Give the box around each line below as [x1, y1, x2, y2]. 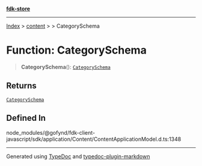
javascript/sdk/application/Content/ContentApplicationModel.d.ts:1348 [6, 135, 182, 143]
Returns [6, 81, 37, 91]
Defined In [6, 113, 46, 123]
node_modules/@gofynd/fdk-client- [6, 129, 95, 136]
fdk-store [6, 5, 31, 12]
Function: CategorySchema [6, 43, 147, 57]
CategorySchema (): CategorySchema [20, 63, 111, 70]
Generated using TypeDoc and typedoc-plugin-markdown [6, 153, 150, 160]
